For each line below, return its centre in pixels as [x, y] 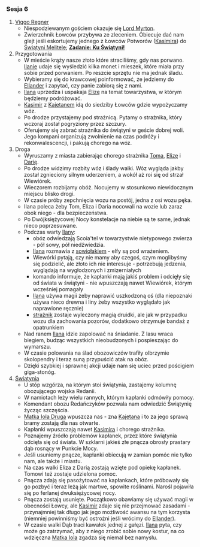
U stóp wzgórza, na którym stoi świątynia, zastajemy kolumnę [100, 385]
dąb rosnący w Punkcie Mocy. [61, 449]
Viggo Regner [32, 22]
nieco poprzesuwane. [51, 226]
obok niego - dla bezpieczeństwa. [66, 213]
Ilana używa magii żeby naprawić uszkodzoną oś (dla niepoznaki [113, 296]
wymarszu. [37, 347]
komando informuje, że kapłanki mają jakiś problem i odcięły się [111, 277]
